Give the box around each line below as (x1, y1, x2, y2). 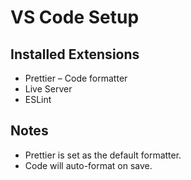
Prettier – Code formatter (24, 72, 128, 84)
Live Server (24, 83, 73, 95)
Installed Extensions (10, 46, 140, 63)
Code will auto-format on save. (24, 159, 153, 171)
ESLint (24, 94, 52, 105)
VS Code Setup (10, 6, 140, 29)
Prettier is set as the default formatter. (24, 149, 182, 161)
